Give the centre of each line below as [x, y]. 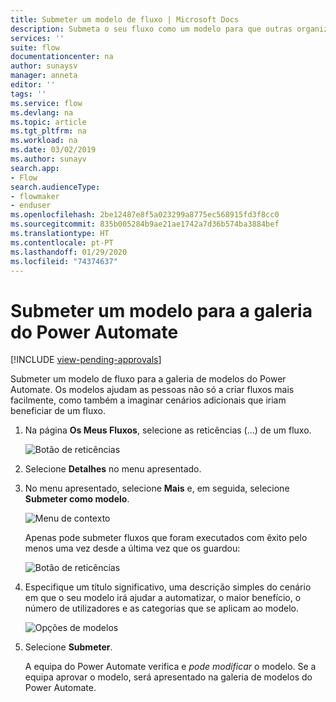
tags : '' [28, 94]
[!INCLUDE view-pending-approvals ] [86, 360]
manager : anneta [44, 76]
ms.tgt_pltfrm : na [48, 131]
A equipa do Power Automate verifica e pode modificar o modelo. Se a [170, 667]
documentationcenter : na [62, 57]
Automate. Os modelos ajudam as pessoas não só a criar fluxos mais [152, 390]
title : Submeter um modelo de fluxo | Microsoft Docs [125, 19]
